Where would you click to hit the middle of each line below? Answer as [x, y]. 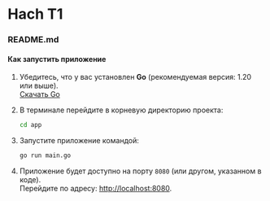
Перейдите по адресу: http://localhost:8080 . [96, 189]
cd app [30, 125]
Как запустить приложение [57, 59]
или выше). [39, 85]
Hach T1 [35, 14]
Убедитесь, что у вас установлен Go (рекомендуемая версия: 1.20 [135, 77]
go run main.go [45, 155]
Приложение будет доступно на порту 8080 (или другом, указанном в [140, 171]
